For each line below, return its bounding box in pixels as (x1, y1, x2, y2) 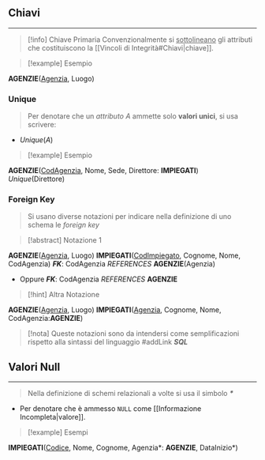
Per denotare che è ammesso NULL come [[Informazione (19, 404, 202, 413)
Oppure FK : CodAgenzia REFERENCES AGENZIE (19, 274, 178, 284)
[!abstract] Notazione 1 (27, 236, 103, 245)
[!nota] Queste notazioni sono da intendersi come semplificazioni (27, 329, 240, 338)
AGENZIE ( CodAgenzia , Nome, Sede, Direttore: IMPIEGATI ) (8, 166, 199, 175)
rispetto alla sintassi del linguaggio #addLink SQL (27, 337, 188, 347)
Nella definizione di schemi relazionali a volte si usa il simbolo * (27, 389, 234, 398)
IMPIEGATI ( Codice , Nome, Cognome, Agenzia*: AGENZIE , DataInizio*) (8, 443, 238, 453)
